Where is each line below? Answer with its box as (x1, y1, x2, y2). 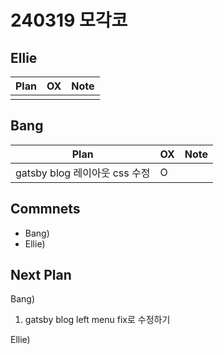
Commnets (10, 201, 81, 218)
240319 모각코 (10, 9, 128, 32)
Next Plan (10, 267, 72, 284)
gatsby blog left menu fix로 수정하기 (24, 314, 171, 326)
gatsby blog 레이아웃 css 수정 (15, 166, 151, 180)
